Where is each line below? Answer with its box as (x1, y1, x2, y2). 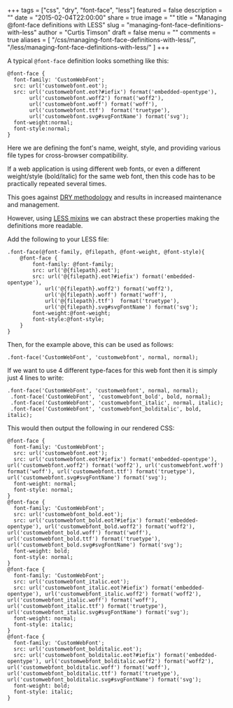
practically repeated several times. (7, 180, 107, 187)
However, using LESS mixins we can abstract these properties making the (7, 214, 220, 222)
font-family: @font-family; (32, 261, 114, 268)
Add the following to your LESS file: (7, 235, 110, 243)
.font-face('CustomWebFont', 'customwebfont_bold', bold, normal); (10, 393, 211, 400)
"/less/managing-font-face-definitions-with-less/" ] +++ (7, 43, 170, 51)
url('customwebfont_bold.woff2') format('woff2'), (44, 523, 196, 530)
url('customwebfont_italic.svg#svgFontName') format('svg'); (7, 609, 190, 616)
